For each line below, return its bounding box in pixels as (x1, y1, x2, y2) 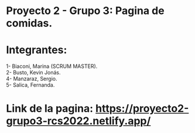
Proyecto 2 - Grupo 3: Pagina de (6, 4, 165, 18)
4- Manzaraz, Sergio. (6, 75, 57, 83)
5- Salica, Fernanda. (6, 81, 55, 88)
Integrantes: (6, 43, 67, 57)
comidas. (6, 16, 53, 30)
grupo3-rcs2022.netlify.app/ (6, 114, 151, 128)
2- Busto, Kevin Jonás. (6, 69, 61, 76)
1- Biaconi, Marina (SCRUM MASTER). (6, 63, 98, 70)
